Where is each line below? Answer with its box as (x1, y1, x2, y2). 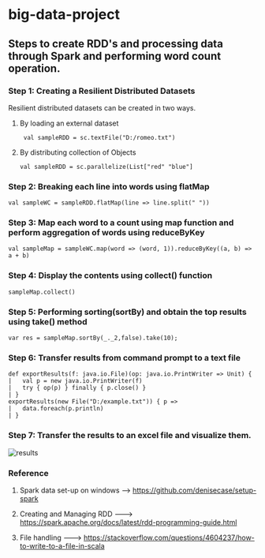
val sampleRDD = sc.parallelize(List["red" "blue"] (19, 163, 193, 170)
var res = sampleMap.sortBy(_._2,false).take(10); (8, 334, 178, 343)
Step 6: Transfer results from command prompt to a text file (8, 352, 241, 363)
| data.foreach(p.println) (8, 405, 104, 413)
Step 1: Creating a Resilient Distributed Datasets (8, 85, 196, 96)
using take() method (8, 316, 88, 327)
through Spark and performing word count (8, 49, 222, 62)
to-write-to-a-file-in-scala (19, 541, 105, 550)
